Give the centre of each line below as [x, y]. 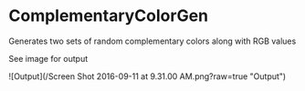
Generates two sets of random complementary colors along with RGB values [152, 41]
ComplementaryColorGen [109, 16]
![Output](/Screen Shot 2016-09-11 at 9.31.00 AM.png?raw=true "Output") [147, 76]
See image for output [48, 58]
